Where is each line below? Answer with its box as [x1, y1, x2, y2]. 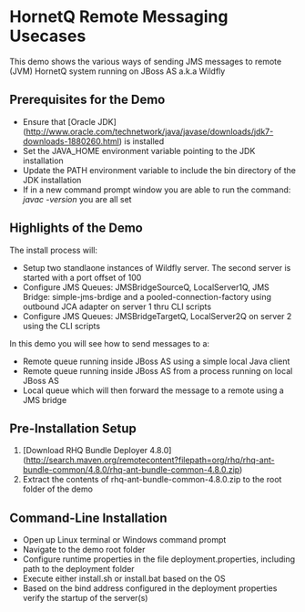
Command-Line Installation [9, 510, 168, 525]
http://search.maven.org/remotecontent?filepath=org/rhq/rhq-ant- [25, 454, 275, 466]
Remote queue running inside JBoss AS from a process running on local [22, 365, 293, 376]
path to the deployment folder [22, 564, 135, 575]
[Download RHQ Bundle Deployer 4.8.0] [22, 445, 172, 456]
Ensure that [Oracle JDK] [22, 116, 117, 127]
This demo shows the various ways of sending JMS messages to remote [9, 56, 282, 67]
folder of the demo [22, 483, 94, 494]
